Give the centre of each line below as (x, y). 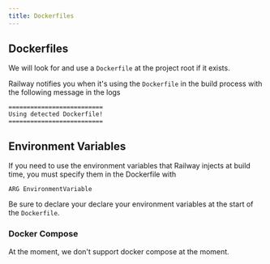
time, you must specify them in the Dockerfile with (92, 174)
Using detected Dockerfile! (56, 114)
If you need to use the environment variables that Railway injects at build (130, 166)
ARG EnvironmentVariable (50, 189)
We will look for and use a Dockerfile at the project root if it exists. (119, 68)
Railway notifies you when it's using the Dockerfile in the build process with (135, 84)
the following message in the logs (64, 92)
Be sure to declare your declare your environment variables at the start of (131, 204)
